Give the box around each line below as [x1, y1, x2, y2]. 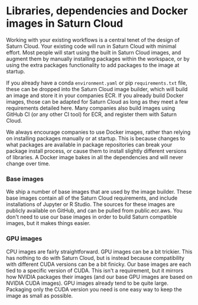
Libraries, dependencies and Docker [6, 4, 188, 18]
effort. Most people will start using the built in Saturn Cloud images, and [6, 49, 181, 56]
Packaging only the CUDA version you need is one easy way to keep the [6, 285, 182, 293]
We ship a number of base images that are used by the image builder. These [6, 188, 192, 195]
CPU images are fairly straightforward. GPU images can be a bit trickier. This [6, 248, 193, 255]
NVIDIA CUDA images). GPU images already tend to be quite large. [6, 280, 168, 287]
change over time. [6, 160, 50, 167]
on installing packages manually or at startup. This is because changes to [6, 134, 185, 142]
